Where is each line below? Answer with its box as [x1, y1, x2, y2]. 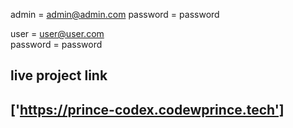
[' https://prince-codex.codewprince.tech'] [10, 101, 285, 118]
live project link [10, 67, 108, 84]
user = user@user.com [10, 28, 105, 39]
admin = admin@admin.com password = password [10, 9, 220, 20]
